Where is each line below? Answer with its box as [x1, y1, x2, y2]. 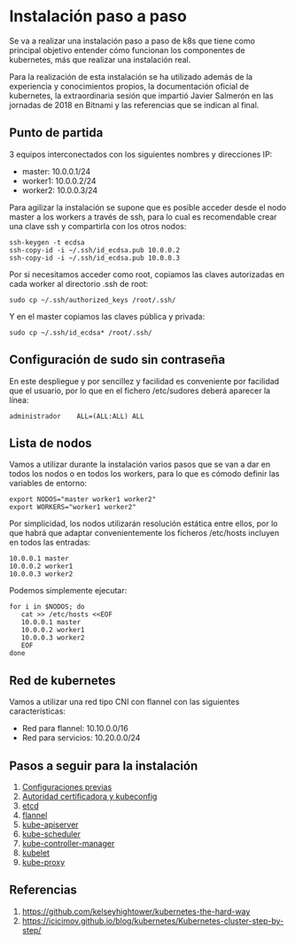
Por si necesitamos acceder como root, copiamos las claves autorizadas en [9, 268, 285, 280]
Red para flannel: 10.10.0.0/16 [21, 723, 128, 734]
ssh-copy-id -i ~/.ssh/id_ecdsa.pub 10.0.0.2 [9, 245, 180, 254]
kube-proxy [21, 857, 66, 867]
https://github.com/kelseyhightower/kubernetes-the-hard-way [21, 906, 251, 917]
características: [9, 706, 66, 716]
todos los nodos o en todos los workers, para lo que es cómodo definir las [9, 468, 280, 479]
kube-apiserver [21, 819, 79, 830]
